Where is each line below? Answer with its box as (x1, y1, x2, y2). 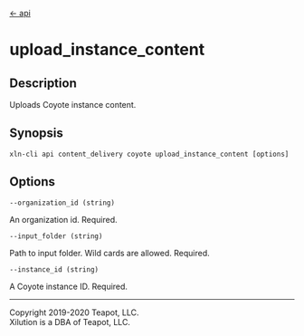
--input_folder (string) (9, 231, 103, 241)
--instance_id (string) (9, 264, 100, 274)
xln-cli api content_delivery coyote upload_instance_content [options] (9, 149, 290, 158)
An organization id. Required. (9, 214, 118, 225)
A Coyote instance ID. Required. (9, 281, 128, 292)
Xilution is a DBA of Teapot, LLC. (9, 316, 131, 327)
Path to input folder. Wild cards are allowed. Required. (9, 247, 210, 258)
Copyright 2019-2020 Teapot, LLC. (9, 307, 139, 318)
